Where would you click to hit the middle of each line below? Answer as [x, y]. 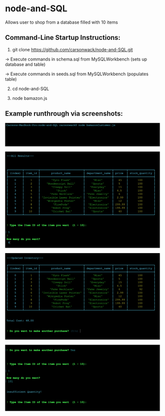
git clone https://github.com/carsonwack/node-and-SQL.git [72, 49]
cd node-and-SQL [30, 89]
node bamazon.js [30, 98]
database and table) [25, 64]
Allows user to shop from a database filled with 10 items [62, 22]
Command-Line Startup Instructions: [63, 38]
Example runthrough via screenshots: [64, 114]
